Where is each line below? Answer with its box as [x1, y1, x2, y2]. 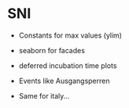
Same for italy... [18, 91, 70, 100]
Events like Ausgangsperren [18, 76, 110, 85]
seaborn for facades [18, 45, 86, 55]
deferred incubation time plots [18, 60, 117, 70]
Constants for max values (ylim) [18, 31, 123, 40]
